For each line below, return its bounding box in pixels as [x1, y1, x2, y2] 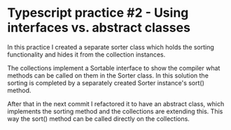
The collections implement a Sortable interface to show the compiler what [7, 64, 220, 72]
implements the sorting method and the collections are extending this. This [7, 107, 223, 115]
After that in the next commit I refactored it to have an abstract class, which [7, 99, 225, 108]
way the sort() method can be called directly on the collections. [7, 114, 190, 123]
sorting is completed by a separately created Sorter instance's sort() [7, 78, 205, 87]
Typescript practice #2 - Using [7, 5, 189, 21]
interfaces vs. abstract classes [7, 20, 191, 36]
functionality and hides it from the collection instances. [7, 50, 166, 59]
